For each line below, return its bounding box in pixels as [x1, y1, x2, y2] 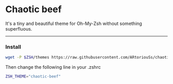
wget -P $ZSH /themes [5, 55, 50, 60]
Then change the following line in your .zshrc [5, 64, 101, 70]
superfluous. [5, 25, 32, 32]
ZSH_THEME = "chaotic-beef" [5, 74, 61, 79]
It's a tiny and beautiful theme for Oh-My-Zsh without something [5, 20, 143, 26]
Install [5, 43, 22, 50]
